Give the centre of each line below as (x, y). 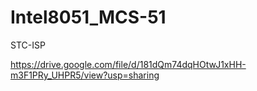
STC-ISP (28, 45)
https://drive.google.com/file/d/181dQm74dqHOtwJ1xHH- (128, 64)
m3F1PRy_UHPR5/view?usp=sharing (85, 75)
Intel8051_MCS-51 (88, 17)
